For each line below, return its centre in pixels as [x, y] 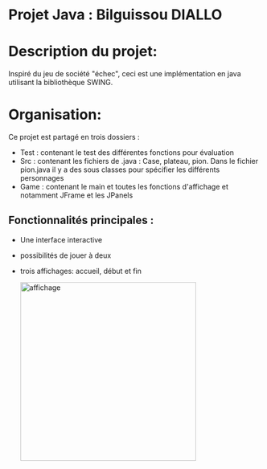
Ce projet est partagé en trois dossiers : [74, 137]
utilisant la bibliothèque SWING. [61, 83]
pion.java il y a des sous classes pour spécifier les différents [120, 169]
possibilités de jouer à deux [66, 255]
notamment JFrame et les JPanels [76, 195]
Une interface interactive [61, 239]
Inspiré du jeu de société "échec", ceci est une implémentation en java [125, 74]
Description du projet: [83, 52]
